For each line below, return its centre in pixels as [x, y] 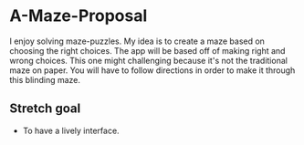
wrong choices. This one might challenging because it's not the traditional [148, 60]
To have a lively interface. [71, 130]
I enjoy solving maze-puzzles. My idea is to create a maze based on [137, 41]
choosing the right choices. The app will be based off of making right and [147, 50]
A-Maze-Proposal [79, 16]
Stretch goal [45, 109]
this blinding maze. [45, 79]
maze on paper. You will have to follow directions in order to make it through [152, 70]
